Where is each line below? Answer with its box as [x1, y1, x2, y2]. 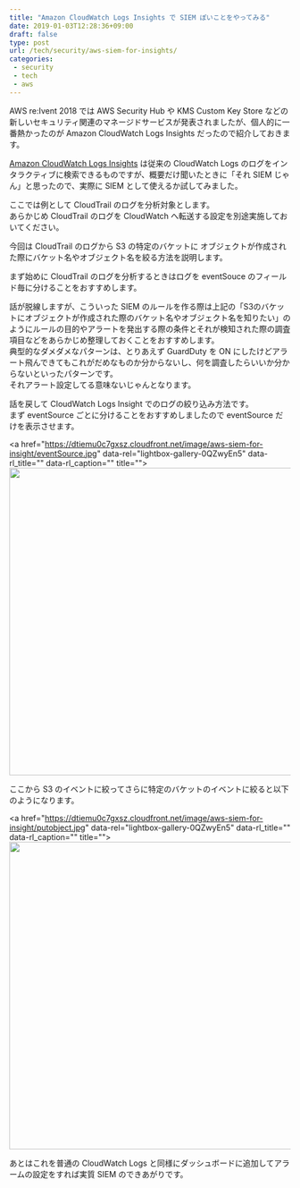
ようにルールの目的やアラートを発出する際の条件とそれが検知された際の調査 [9, 323, 291, 334]
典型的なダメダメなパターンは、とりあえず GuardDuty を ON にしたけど [9, 345, 272, 356]
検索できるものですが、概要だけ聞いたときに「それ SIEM [63, 169, 272, 180]
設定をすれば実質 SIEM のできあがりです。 [32, 1168, 188, 1179]
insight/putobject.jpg [9, 822, 86, 833]
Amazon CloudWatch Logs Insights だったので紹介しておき [65, 127, 283, 139]
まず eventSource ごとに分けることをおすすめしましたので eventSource [9, 409, 274, 420]
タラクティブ [9, 169, 56, 180]
